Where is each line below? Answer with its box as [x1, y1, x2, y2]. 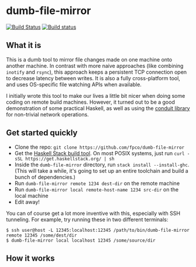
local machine [14, 192, 49, 199]
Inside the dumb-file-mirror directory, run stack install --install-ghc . [14, 161, 190, 168]
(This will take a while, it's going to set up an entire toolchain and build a [14, 167, 188, 174]
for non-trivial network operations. [6, 111, 89, 118]
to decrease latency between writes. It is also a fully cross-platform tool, [6, 74, 180, 81]
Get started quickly [6, 128, 78, 138]
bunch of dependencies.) [14, 173, 76, 180]
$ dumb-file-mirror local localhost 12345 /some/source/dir [6, 237, 156, 244]
